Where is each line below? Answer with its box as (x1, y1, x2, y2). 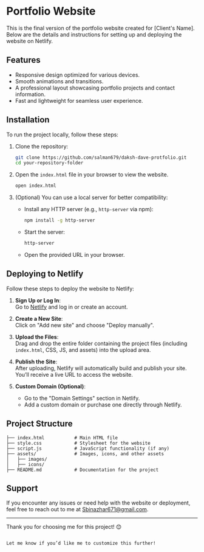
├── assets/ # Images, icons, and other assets (6, 450, 165, 457)
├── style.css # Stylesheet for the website (6, 440, 151, 446)
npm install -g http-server (24, 217, 95, 223)
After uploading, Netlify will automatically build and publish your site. (15, 364, 187, 372)
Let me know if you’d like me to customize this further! (6, 540, 156, 547)
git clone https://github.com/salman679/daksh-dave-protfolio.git (15, 154, 187, 161)
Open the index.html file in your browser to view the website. (15, 171, 169, 178)
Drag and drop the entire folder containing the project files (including (15, 340, 188, 347)
